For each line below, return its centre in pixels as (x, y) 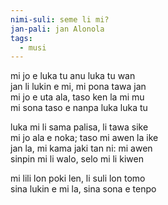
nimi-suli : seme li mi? (60, 19)
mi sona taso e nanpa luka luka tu (79, 108)
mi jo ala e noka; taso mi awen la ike (84, 138)
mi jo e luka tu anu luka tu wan (73, 76)
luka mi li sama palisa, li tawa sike (79, 127)
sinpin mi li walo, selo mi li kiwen (77, 159)
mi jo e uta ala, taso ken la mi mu (77, 97)
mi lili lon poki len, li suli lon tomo (78, 178)
